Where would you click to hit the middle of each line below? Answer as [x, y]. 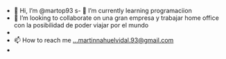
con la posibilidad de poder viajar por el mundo [81, 25]
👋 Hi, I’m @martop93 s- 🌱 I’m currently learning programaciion [103, 11]
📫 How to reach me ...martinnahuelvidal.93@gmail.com [94, 40]
